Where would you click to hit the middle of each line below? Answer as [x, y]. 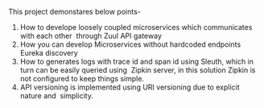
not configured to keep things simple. [82, 79]
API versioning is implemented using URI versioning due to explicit [130, 87]
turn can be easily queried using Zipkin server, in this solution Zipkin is [138, 70]
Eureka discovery [49, 53]
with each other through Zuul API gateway [91, 36]
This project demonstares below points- [74, 12]
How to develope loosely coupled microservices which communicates [136, 27]
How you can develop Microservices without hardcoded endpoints [130, 44]
